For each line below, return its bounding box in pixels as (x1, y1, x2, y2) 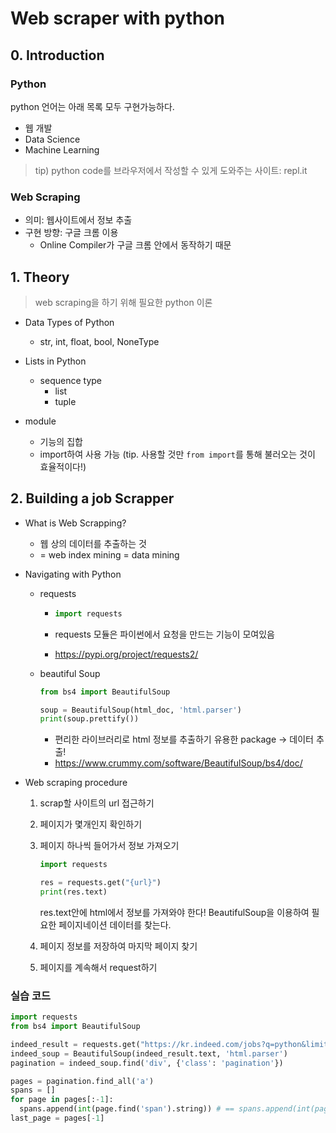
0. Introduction (10, 47, 105, 64)
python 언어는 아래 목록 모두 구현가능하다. (10, 100, 175, 112)
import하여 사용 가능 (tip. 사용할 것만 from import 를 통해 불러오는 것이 (39, 448, 316, 460)
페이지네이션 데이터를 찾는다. (58, 918, 172, 931)
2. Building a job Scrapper (10, 490, 175, 507)
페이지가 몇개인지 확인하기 (39, 818, 143, 831)
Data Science (24, 133, 81, 145)
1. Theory (10, 268, 70, 286)
